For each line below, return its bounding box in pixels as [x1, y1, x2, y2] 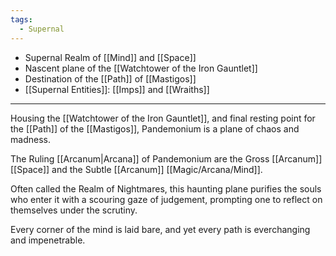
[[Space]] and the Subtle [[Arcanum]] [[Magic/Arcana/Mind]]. [10, 163, 263, 175]
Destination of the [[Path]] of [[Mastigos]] [24, 72, 197, 85]
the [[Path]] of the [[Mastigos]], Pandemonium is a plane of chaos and [10, 122, 300, 135]
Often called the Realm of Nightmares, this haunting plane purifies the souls [10, 182, 322, 195]
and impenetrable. [10, 234, 86, 246]
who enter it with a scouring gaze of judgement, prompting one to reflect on [10, 193, 323, 205]
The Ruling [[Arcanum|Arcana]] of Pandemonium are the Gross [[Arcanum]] [10, 152, 323, 165]
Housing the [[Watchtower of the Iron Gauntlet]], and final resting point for [10, 112, 316, 124]
